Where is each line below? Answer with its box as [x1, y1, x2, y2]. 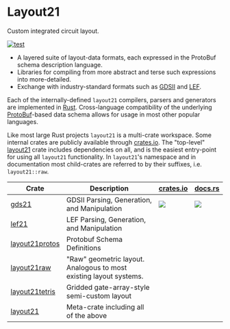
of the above [66, 310, 107, 320]
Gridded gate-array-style [66, 282, 150, 292]
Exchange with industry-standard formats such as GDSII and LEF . [16, 82, 202, 90]
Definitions [66, 243, 101, 252]
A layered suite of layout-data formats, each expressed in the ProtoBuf [16, 53, 217, 62]
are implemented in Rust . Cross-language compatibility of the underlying [7, 103, 212, 111]
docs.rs [194, 183, 220, 193]
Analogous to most [66, 263, 127, 272]
